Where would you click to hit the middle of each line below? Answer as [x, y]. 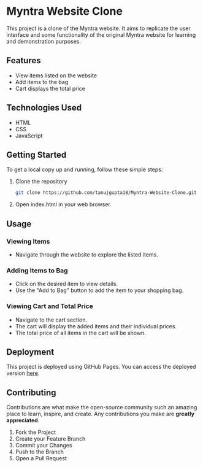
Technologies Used [44, 108]
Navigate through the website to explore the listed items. [86, 254]
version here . [23, 373]
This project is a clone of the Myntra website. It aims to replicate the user [99, 28]
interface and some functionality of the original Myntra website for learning [101, 34]
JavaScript [29, 136]
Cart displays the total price [50, 88]
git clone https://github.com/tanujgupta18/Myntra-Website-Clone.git [106, 193]
